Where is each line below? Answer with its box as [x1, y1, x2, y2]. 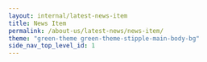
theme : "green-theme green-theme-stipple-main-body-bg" [8, 34, 200, 43]
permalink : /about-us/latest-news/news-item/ [8, 27, 164, 35]
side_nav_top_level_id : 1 [8, 42, 95, 50]
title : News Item [8, 19, 67, 27]
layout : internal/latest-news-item [8, 11, 128, 20]
